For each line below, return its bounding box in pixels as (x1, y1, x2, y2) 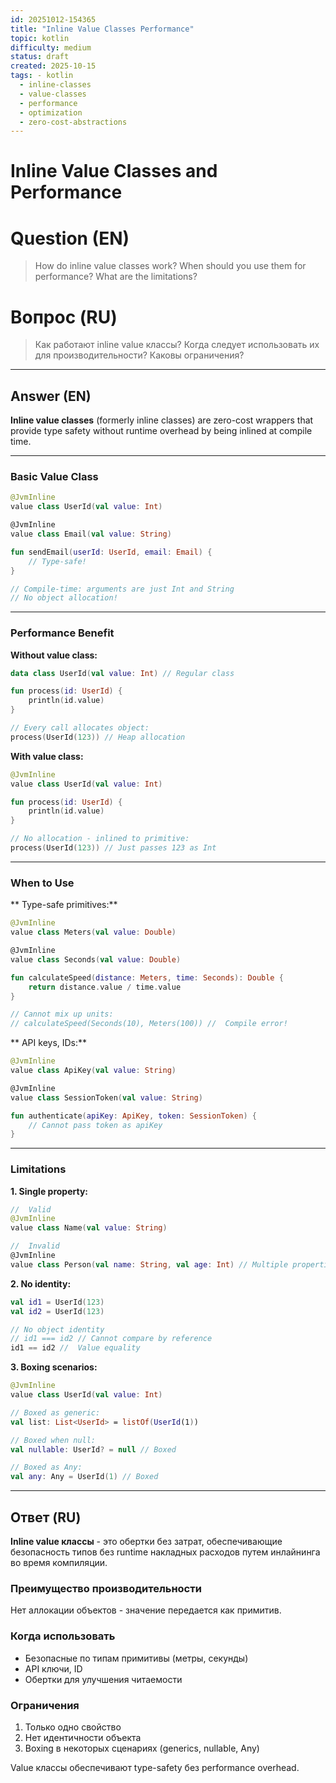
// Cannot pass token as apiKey (28, 1120, 163, 1130)
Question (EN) (10, 227, 130, 250)
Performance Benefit (10, 626, 115, 640)
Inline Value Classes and (10, 160, 218, 183)
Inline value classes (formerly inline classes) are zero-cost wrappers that (10, 414, 314, 426)
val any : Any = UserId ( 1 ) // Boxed (10, 1472, 159, 1482)
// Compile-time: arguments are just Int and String (10, 584, 235, 594)
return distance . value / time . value (28, 982, 182, 992)
